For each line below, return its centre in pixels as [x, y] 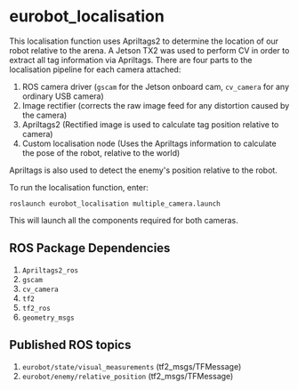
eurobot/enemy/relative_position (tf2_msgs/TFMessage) [128, 376]
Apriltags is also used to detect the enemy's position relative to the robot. [143, 170]
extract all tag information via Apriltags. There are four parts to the [131, 60]
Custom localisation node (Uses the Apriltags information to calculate [149, 143]
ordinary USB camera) [63, 96]
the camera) [44, 115]
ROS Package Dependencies [90, 248]
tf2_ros [36, 308]
